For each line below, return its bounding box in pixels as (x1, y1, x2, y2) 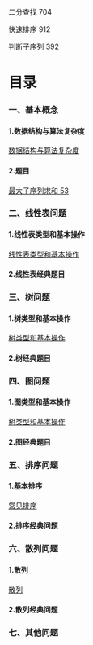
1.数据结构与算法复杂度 (8, 125, 85, 136)
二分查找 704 (8, 7, 53, 16)
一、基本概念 (8, 104, 59, 116)
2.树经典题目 (8, 353, 51, 362)
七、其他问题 (8, 627, 59, 638)
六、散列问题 (8, 543, 59, 555)
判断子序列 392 (8, 42, 59, 51)
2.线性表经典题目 (8, 270, 66, 279)
